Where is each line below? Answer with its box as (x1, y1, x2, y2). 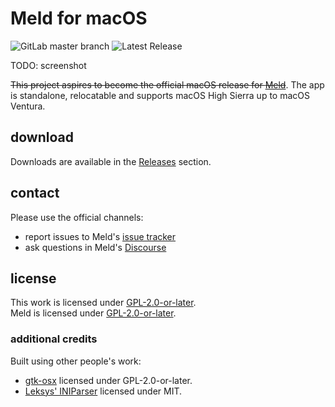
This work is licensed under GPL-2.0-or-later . (10, 297, 197, 309)
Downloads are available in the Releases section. (10, 155, 212, 167)
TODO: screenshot (10, 59, 87, 71)
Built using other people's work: (10, 355, 142, 367)
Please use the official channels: (10, 211, 144, 223)
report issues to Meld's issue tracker (24, 230, 177, 242)
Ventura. (10, 100, 46, 112)
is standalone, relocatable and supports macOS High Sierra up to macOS (10, 89, 310, 101)
